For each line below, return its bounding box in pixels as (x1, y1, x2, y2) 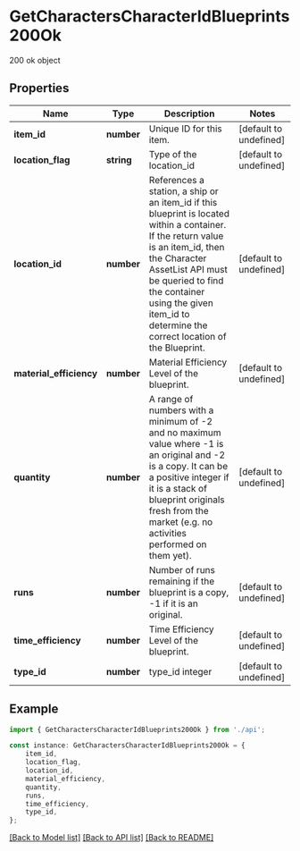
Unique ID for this (148, 122, 222, 135)
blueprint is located (148, 207, 230, 220)
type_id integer (148, 665, 212, 678)
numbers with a (148, 404, 214, 417)
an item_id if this (148, 196, 218, 208)
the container (148, 285, 205, 298)
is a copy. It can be (148, 459, 229, 472)
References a (148, 173, 205, 186)
